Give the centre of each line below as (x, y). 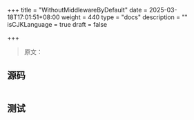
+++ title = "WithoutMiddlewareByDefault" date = (78, 10)
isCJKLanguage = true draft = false (57, 24)
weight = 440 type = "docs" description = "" (124, 17)
